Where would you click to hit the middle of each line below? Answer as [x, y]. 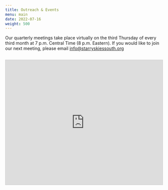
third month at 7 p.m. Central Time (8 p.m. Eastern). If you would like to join [82, 43]
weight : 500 [17, 24]
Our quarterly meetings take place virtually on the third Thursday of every [81, 38]
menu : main [16, 14]
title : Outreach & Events [32, 10]
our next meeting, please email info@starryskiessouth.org [65, 48]
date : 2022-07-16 [23, 19]
